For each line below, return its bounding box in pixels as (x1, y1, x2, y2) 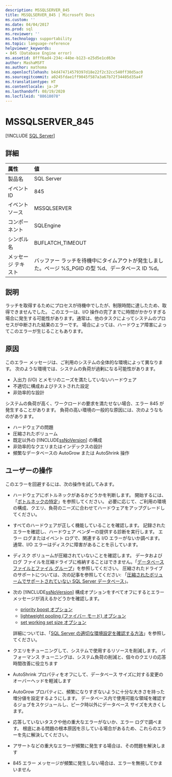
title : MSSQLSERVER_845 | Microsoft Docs (5, 12, 95, 17)
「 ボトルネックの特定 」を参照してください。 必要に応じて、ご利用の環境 (12, 498, 166, 504)
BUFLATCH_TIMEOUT (34, 240, 87, 247)
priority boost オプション (20, 606, 73, 612)
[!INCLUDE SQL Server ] (5, 133, 55, 139)
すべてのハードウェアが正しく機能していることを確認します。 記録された (12, 522, 166, 528)
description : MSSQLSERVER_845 (5, 7, 70, 13)
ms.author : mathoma (5, 65, 47, 70)
